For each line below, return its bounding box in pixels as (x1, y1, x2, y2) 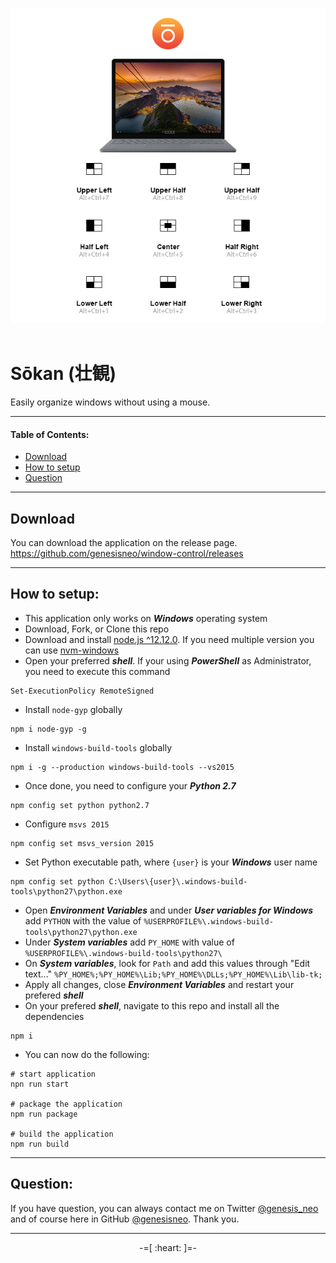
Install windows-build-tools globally (24, 741, 173, 753)
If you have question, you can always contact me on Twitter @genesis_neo (10, 1202, 319, 1214)
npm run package (10, 1109, 78, 1119)
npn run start (10, 1079, 70, 1089)
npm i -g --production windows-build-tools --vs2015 (10, 762, 235, 772)
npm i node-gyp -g (10, 724, 87, 734)
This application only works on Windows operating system (24, 612, 268, 624)
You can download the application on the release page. (10, 536, 238, 548)
